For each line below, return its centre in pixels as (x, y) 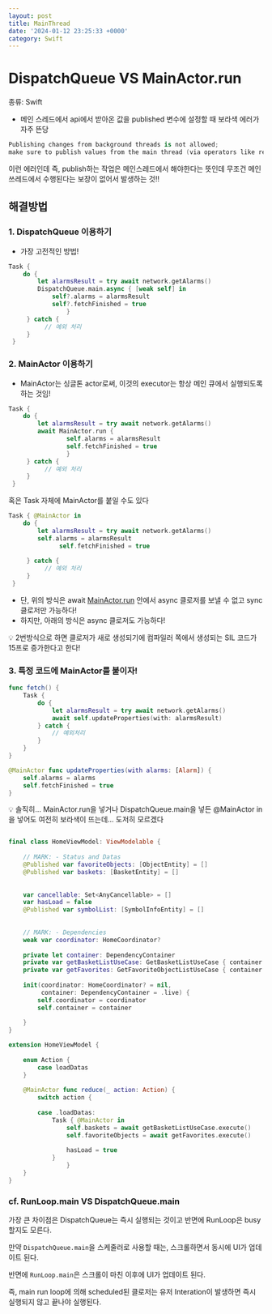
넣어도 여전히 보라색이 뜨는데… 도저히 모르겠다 (90, 820)
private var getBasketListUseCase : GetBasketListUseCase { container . (144, 962)
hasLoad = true (91, 1150)
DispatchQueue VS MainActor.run (125, 79)
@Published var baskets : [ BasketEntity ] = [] (101, 872)
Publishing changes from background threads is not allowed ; (114, 145)
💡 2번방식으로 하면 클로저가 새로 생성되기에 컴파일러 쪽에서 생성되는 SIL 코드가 (133, 638)
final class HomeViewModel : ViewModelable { (85, 842)
